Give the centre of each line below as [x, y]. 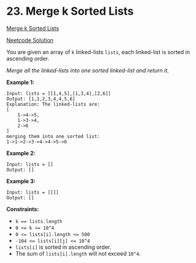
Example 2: [21, 153]
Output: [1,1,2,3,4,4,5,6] [41, 99]
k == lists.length [39, 221]
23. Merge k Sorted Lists [70, 11]
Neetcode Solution [30, 40]
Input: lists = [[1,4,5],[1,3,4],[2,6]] [59, 93]
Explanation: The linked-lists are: [53, 104]
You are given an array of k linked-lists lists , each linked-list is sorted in [98, 52]
